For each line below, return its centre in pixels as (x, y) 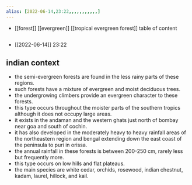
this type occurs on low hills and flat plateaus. (70, 163)
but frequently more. (39, 158)
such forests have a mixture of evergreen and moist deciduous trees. (97, 89)
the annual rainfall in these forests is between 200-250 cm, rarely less (99, 151)
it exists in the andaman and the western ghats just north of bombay (96, 120)
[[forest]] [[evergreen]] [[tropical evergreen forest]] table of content (96, 28)
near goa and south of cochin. (51, 127)
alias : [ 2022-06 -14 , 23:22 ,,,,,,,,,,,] (53, 11)
